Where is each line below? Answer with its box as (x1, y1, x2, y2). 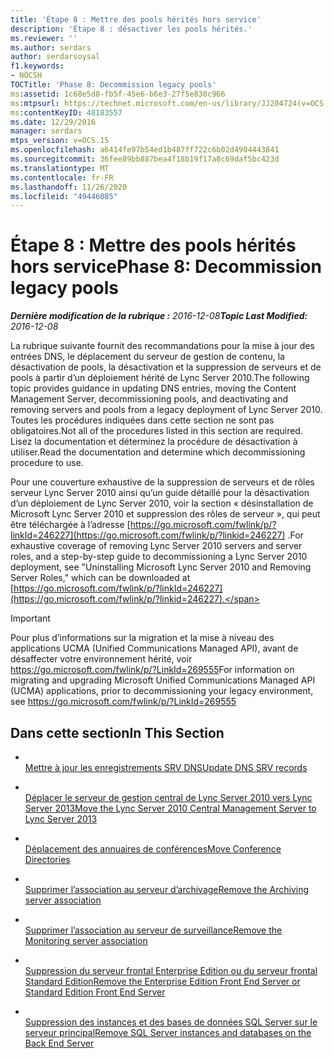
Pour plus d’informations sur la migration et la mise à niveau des (10, 632, 275, 644)
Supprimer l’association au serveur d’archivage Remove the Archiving (24, 884, 309, 895)
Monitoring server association (24, 935, 148, 946)
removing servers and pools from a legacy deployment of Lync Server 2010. (10, 404, 323, 416)
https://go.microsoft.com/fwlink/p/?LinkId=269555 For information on (10, 664, 295, 676)
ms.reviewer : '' (10, 33, 78, 43)
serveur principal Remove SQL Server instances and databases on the (24, 1027, 312, 1038)
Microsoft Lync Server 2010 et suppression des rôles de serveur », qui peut (10, 508, 321, 520)
